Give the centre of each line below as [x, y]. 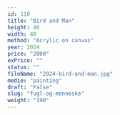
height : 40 [24, 27]
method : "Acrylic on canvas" [51, 41]
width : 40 [22, 34]
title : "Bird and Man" [41, 21]
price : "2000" [29, 54]
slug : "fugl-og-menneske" [46, 94]
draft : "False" [30, 87]
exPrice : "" [25, 61]
